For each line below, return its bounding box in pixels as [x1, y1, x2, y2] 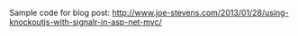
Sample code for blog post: [9, 8, 111, 18]
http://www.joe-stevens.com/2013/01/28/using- [112, 8, 290, 18]
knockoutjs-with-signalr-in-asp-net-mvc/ [9, 17, 162, 27]
